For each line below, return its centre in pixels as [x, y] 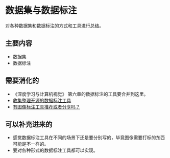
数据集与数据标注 [41, 10]
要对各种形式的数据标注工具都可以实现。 [55, 150]
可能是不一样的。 [31, 144]
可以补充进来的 [29, 124]
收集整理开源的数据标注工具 [42, 100]
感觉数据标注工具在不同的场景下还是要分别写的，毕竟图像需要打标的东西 [89, 138]
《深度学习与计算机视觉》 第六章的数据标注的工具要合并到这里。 [80, 94]
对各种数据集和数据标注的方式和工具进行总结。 [54, 26]
